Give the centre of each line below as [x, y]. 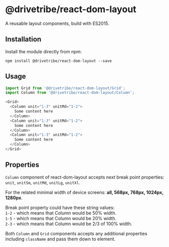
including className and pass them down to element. [60, 239]
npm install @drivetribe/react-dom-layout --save [59, 61]
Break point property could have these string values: [60, 207]
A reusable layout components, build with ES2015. [57, 23]
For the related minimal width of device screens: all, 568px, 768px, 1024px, [84, 192]
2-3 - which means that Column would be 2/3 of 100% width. [69, 224]
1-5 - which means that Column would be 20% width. [61, 218]
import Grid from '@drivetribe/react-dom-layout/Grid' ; [65, 88]
